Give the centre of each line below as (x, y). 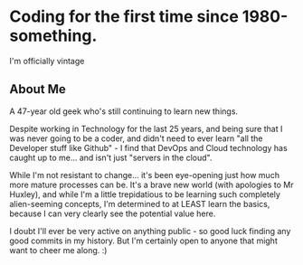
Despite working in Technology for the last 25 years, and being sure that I (146, 128)
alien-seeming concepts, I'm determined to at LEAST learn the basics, (140, 203)
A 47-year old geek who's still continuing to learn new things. (123, 111)
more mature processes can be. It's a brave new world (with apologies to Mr (151, 185)
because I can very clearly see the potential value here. (113, 213)
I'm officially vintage (47, 61)
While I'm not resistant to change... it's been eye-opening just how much (145, 175)
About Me (38, 89)
